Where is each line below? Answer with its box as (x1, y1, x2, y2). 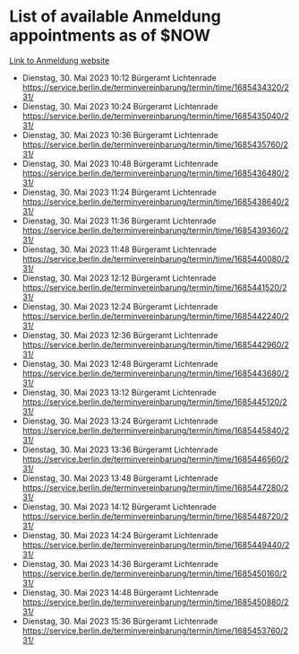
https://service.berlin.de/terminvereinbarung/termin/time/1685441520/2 (21, 282, 287, 292)
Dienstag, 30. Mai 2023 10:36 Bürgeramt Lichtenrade (21, 129, 218, 140)
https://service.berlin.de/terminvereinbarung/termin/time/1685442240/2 (21, 310, 289, 321)
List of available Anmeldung (9, 6, 221, 27)
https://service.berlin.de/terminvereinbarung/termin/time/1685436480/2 (21, 168, 289, 179)
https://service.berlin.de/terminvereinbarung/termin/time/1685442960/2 (21, 339, 289, 350)
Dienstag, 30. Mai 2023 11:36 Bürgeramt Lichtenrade (21, 215, 217, 226)
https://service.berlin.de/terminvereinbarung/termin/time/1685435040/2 (21, 110, 289, 121)
